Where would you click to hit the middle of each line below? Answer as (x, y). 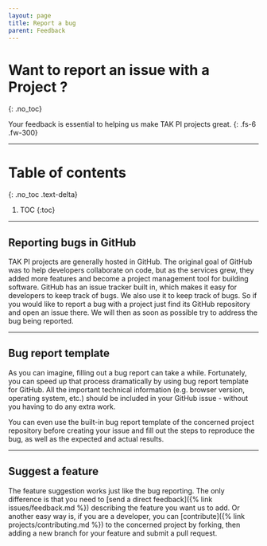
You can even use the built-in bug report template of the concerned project (131, 422)
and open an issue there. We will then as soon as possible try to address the (133, 312)
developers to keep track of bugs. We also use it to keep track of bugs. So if (133, 296)
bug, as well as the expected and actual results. (86, 438)
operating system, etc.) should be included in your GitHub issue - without (128, 398)
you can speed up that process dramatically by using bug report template (128, 381)
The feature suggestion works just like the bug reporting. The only (116, 490)
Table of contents (68, 173)
